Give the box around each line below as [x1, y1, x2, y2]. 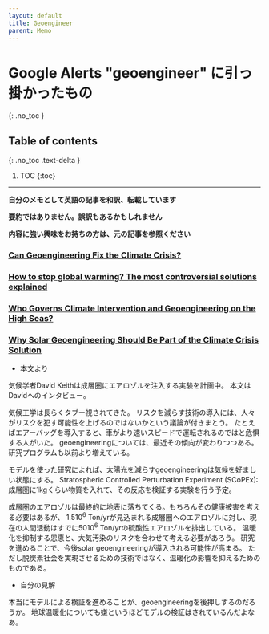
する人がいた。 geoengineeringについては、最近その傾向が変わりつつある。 [8, 438, 259, 448]
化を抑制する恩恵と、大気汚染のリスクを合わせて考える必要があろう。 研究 [8, 533, 255, 543]
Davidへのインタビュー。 [8, 391, 90, 400]
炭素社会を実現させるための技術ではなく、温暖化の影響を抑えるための [29, 553, 261, 563]
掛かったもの [8, 83, 94, 102]
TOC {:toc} [19, 171, 56, 181]
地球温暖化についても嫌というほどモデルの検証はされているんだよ [30, 607, 248, 616]
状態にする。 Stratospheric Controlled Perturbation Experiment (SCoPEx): [14, 475, 259, 485]
